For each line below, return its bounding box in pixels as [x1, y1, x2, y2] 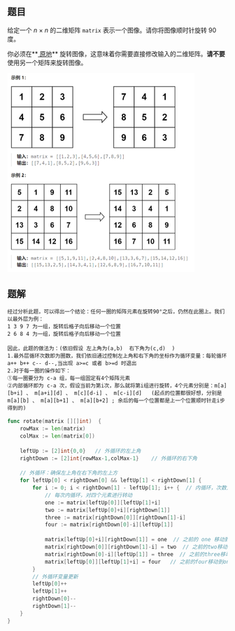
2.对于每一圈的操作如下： [7, 367, 71, 374]
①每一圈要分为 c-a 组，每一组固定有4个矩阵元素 [7, 375, 131, 382]
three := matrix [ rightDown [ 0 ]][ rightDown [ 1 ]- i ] [44, 514, 187, 521]
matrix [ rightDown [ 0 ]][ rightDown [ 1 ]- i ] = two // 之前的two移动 [44, 543, 228, 550]
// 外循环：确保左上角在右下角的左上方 [20, 470, 118, 477]
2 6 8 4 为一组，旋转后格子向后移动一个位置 [7, 331, 121, 338]
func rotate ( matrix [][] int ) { [7, 418, 101, 425]
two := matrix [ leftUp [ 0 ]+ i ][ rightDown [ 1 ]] [44, 506, 171, 513]
